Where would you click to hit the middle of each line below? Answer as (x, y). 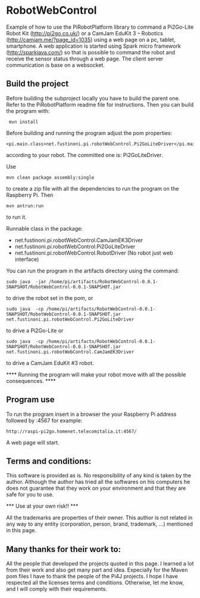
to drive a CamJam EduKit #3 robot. (50, 363)
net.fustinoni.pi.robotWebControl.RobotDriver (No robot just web (94, 253)
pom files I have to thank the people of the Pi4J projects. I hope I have (92, 576)
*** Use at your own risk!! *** (42, 506)
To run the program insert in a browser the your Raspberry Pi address (91, 414)
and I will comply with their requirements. (57, 589)
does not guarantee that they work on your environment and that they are (96, 488)
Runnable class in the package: (45, 228)
